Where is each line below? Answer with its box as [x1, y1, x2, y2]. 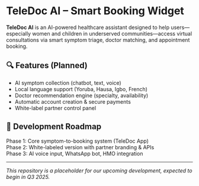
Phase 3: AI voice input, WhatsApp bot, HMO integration [6, 150, 143, 157]
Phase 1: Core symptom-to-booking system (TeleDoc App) [6, 137, 149, 145]
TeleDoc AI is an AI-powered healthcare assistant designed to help [6, 24, 170, 31]
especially [6, 30, 31, 37]
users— [171, 24, 190, 31]
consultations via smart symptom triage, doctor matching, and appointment [6, 36, 190, 43]
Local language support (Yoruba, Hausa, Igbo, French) [14, 85, 148, 92]
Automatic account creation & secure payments [14, 98, 131, 105]
